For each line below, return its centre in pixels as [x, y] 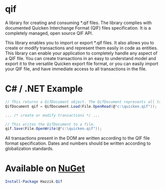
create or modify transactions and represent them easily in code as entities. [82, 48]
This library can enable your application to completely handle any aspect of [81, 53]
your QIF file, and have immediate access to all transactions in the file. [76, 69]
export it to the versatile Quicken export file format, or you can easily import [82, 63]
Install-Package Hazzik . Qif [34, 182]
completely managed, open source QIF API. [49, 33]
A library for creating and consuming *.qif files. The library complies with [79, 23]
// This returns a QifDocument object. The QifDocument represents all [80, 102]
